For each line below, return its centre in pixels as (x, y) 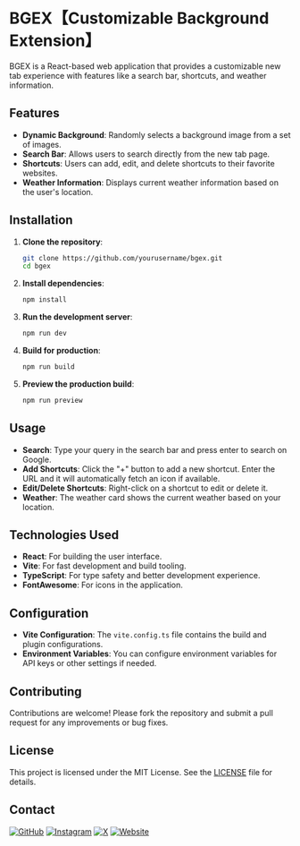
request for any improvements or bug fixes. (89, 722)
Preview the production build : (78, 384)
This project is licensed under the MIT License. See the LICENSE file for (141, 772)
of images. (42, 144)
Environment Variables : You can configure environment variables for (150, 654)
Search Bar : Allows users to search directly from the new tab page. (146, 154)
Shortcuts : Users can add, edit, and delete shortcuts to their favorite (148, 163)
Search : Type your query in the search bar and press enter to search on (154, 449)
